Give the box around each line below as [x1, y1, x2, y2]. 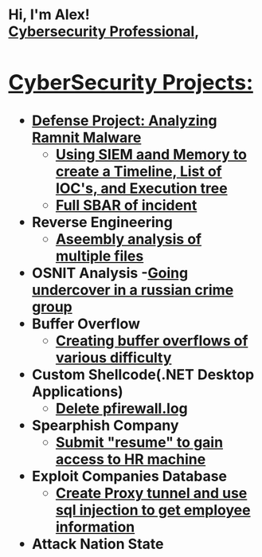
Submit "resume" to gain [55, 433, 224, 451]
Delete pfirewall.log [55, 399, 189, 418]
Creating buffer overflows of [55, 331, 248, 350]
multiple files [55, 247, 144, 265]
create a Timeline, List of [55, 162, 222, 180]
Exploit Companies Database [31, 467, 228, 485]
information [55, 518, 135, 535]
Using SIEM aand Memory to [55, 145, 247, 163]
